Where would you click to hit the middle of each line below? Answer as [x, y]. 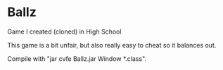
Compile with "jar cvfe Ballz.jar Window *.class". [77, 58]
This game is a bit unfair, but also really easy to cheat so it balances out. [112, 45]
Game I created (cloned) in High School [64, 31]
